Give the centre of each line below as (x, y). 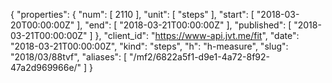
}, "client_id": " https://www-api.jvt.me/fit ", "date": (197, 35)
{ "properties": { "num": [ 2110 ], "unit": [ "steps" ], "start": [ (132, 14)
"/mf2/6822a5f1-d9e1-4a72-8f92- (199, 57)
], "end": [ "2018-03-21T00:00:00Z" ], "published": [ (184, 25)
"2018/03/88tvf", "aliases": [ (69, 57)
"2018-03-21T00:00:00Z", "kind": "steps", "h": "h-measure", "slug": (149, 46)
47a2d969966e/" (46, 67)
